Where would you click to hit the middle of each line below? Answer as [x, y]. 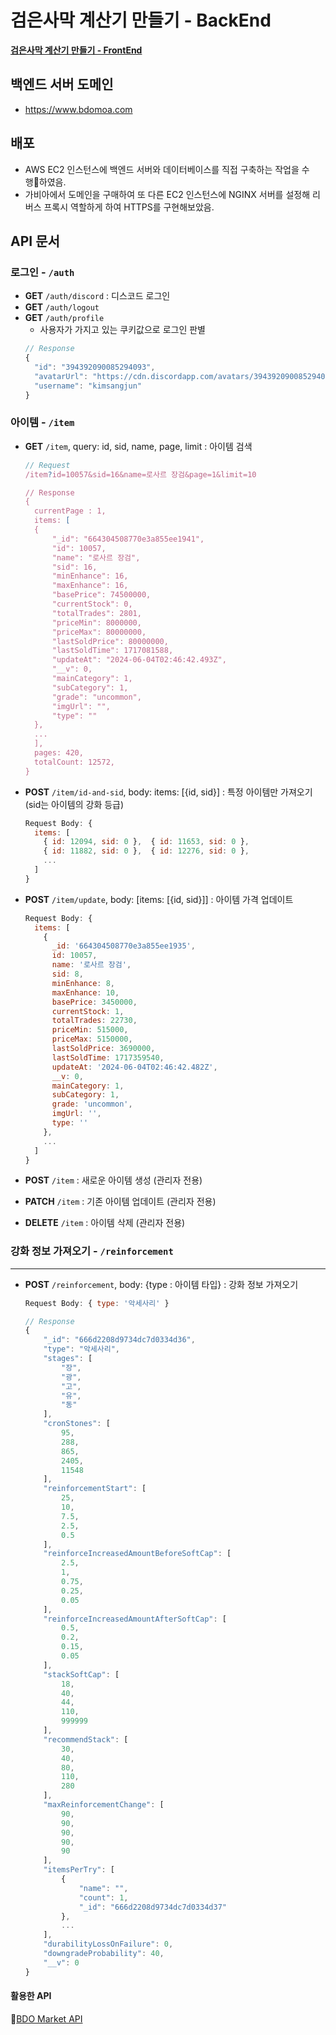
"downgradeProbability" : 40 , [104, 1954]
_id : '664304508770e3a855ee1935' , [123, 946]
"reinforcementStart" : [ [95, 1489]
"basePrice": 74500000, [101, 595]
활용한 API [31, 1996]
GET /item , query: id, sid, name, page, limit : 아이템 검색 [138, 446]
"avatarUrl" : [61, 376]
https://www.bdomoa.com [78, 109]
